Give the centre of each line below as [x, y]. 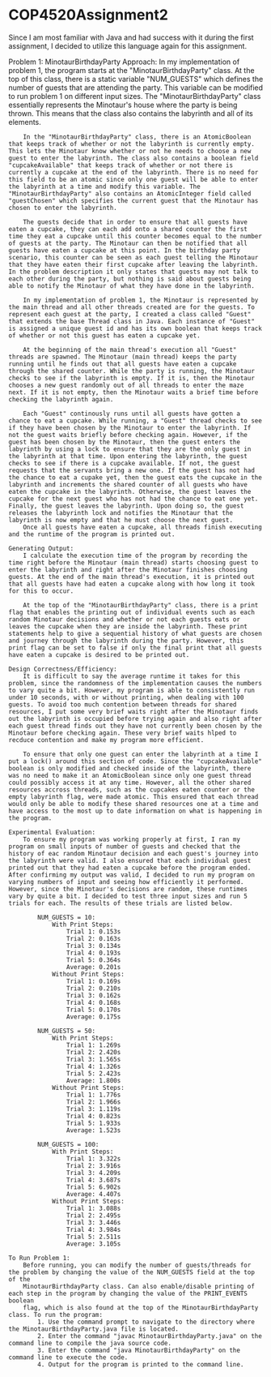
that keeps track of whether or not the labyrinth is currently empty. [131, 144]
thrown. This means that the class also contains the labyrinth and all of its [131, 113]
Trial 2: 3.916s [93, 1165]
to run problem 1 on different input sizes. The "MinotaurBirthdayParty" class [135, 96]
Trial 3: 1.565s [93, 1059]
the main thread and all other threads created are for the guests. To [131, 307]
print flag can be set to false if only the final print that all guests [135, 648]
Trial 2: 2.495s [93, 1215]
